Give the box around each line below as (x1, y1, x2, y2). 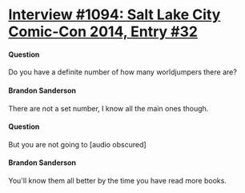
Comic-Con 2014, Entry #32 (8, 22, 199, 41)
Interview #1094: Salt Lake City (8, 6, 221, 24)
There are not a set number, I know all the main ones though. (8, 103, 209, 113)
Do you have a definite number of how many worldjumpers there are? (8, 67, 238, 77)
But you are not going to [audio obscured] (8, 139, 147, 149)
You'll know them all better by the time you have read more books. (8, 176, 227, 185)
